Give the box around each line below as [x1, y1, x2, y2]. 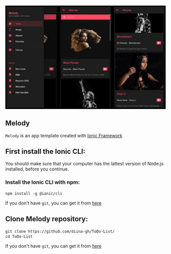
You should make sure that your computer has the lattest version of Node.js [5, 161, 164, 167]
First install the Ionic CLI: [5, 147, 85, 156]
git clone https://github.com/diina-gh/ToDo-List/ [5, 229, 115, 234]
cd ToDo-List [5, 234, 33, 239]
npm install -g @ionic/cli [5, 191, 63, 196]
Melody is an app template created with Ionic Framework [5, 132, 123, 138]
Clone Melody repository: [5, 215, 88, 223]
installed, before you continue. [5, 166, 69, 172]
